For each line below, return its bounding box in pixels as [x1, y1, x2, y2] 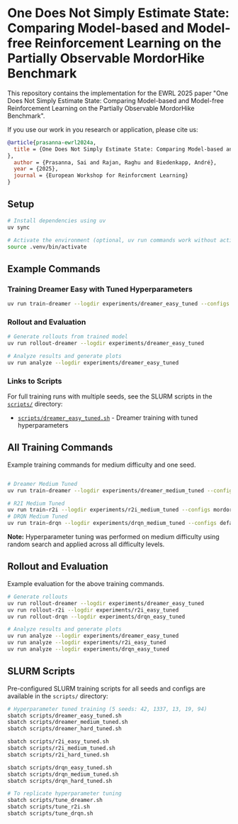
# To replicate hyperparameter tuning [7, 790, 122, 797]
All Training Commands [7, 442, 113, 454]
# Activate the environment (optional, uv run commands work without [7, 237, 217, 244]
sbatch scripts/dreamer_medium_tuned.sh [7, 719, 129, 726]
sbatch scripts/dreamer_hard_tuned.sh [7, 725, 122, 732]
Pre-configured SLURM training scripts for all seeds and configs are [7, 684, 205, 693]
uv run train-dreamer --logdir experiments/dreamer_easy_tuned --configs [7, 300, 230, 308]
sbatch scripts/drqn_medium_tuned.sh [7, 771, 119, 778]
